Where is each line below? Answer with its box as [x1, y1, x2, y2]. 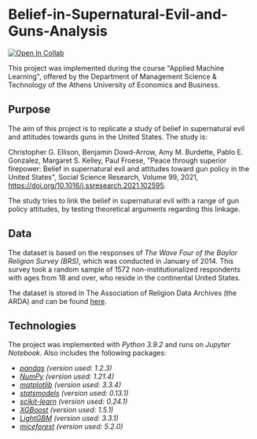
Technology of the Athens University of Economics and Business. [8, 80, 220, 90]
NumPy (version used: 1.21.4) [19, 371, 115, 382]
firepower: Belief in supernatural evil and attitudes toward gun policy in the [8, 163, 250, 174]
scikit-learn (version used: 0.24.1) [19, 397, 128, 406]
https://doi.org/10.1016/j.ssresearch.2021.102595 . [8, 181, 167, 190]
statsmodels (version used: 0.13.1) [19, 389, 129, 398]
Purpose [8, 103, 51, 116]
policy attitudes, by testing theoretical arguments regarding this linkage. [8, 204, 241, 214]
